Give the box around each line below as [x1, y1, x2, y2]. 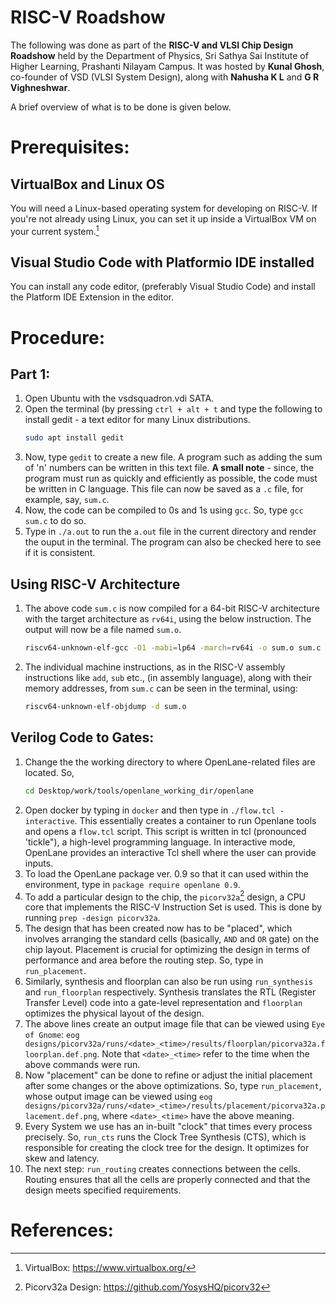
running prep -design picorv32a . [24, 912, 161, 924]
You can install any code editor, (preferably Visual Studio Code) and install [10, 281, 316, 293]
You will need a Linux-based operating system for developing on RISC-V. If [10, 202, 318, 214]
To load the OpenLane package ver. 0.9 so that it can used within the [24, 867, 309, 880]
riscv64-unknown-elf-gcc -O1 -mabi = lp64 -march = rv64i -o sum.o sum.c [24, 643, 322, 653]
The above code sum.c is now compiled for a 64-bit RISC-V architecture [24, 602, 320, 615]
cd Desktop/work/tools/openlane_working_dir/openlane [24, 786, 254, 796]
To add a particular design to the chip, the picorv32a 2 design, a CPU [24, 889, 307, 903]
